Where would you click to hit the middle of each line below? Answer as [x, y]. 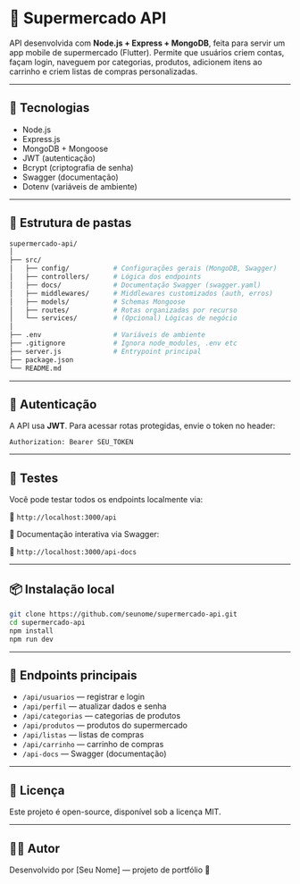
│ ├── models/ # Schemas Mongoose [97, 302]
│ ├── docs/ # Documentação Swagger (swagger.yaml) [135, 285]
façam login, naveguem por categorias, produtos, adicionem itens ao [136, 62]
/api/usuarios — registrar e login [83, 697]
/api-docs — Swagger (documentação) [94, 754]
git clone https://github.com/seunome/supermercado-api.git [124, 614]
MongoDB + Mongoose [65, 148]
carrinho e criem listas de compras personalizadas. [104, 72]
